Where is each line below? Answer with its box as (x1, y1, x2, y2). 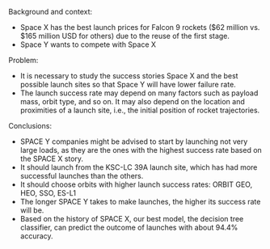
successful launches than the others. (19, 171, 144, 180)
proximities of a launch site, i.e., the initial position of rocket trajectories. (19, 105, 260, 115)
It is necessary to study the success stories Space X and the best (19, 71, 238, 80)
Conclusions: (8, 121, 53, 130)
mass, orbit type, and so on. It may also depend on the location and (19, 97, 245, 106)
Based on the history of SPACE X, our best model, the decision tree (19, 214, 244, 223)
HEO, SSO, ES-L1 (19, 188, 77, 197)
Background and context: (8, 7, 93, 16)
